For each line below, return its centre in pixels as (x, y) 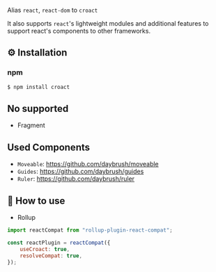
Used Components (49, 147)
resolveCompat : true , (51, 256)
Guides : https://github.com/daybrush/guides (80, 171)
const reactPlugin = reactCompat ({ (59, 243)
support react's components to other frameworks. (79, 31)
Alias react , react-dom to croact (53, 10)
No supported (38, 108)
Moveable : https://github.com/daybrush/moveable (88, 164)
